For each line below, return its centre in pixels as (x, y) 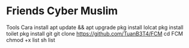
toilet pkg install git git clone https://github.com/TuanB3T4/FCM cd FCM (95, 33)
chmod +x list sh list (31, 40)
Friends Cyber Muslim (62, 11)
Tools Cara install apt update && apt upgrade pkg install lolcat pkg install (95, 27)
